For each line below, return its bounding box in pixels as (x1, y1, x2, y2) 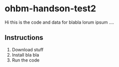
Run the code (11, 57, 40, 63)
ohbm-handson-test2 (4, 3, 97, 14)
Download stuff (11, 46, 44, 52)
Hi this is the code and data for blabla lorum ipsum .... (4, 19, 115, 25)
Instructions (4, 33, 43, 42)
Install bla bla (11, 52, 39, 58)
